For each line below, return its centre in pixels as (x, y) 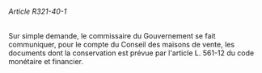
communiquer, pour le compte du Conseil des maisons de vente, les (122, 45)
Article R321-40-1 (38, 11)
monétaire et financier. (46, 62)
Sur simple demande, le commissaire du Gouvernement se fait (112, 36)
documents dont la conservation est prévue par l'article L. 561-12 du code (131, 53)
